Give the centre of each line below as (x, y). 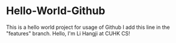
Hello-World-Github (56, 11)
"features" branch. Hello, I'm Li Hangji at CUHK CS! (68, 33)
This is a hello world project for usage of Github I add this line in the (88, 27)
